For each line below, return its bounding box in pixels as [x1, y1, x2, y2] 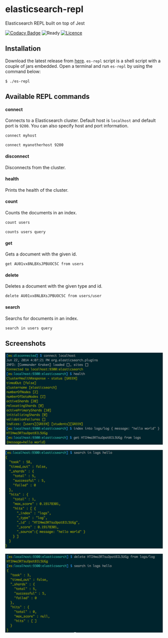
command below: [5, 68, 41, 74]
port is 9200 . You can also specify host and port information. [5, 123, 129, 129]
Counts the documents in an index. [5, 209, 77, 215]
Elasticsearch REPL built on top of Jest [5, 20, 85, 26]
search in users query [5, 325, 52, 331]
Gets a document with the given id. [5, 251, 77, 257]
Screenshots [5, 339, 46, 347]
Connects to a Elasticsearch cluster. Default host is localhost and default [5, 117, 156, 123]
